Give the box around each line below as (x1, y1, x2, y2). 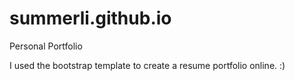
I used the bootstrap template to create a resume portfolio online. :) (9, 59, 286, 71)
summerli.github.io (9, 7, 172, 30)
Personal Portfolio (9, 40, 83, 52)
